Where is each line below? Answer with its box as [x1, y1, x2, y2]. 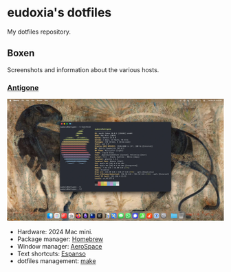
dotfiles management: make [16, 256, 96, 265]
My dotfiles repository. [7, 27, 71, 36]
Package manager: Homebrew [16, 235, 104, 243]
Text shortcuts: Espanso [16, 249, 86, 258]
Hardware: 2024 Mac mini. [16, 227, 93, 236]
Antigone [7, 82, 39, 92]
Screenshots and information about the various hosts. [7, 65, 159, 73]
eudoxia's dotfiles [7, 5, 112, 21]
